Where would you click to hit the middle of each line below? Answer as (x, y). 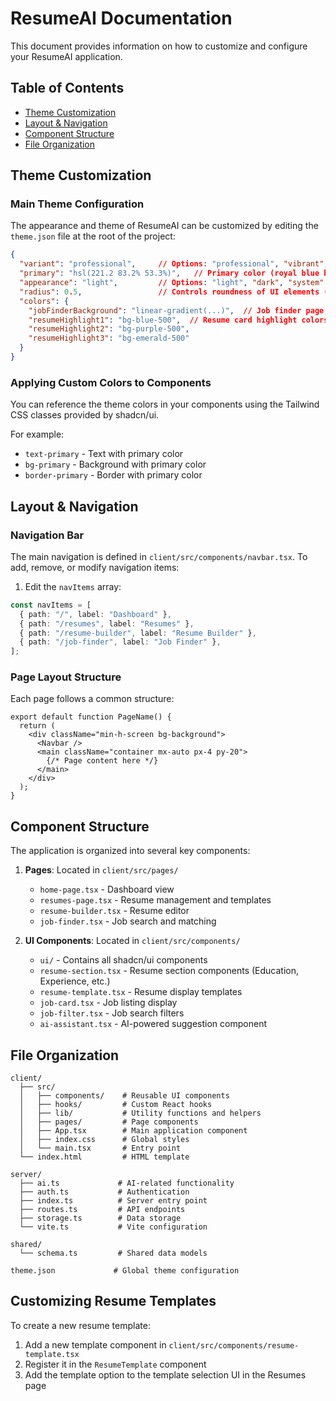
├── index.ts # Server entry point (113, 1201)
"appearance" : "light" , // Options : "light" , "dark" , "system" (172, 283)
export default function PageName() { (91, 717)
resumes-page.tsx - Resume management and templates (155, 900)
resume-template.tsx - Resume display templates (141, 992)
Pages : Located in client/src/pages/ (101, 870)
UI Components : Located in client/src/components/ (132, 941)
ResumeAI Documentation (121, 18)
